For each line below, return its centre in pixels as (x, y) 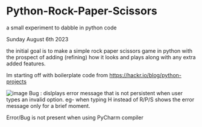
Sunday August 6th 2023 (37, 39)
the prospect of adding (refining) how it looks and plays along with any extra (101, 57)
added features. (26, 63)
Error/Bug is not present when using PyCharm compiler (75, 117)
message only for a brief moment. (48, 105)
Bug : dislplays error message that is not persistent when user (106, 93)
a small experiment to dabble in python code (62, 28)
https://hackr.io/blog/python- (146, 75)
